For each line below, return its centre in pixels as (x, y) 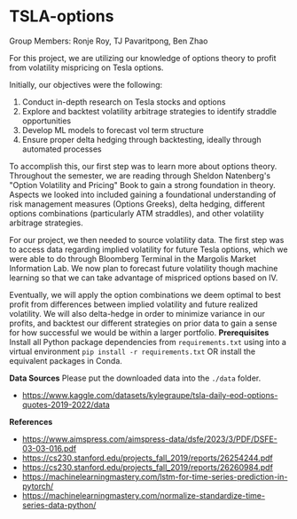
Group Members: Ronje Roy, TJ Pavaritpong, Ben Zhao (109, 41)
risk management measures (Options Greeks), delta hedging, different (137, 204)
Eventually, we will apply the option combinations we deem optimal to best (145, 295)
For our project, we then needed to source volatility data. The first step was (147, 240)
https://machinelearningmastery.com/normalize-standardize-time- (144, 495)
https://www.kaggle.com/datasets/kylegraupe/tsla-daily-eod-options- (150, 395)
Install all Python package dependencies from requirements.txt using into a (148, 342)
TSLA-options (62, 16)
